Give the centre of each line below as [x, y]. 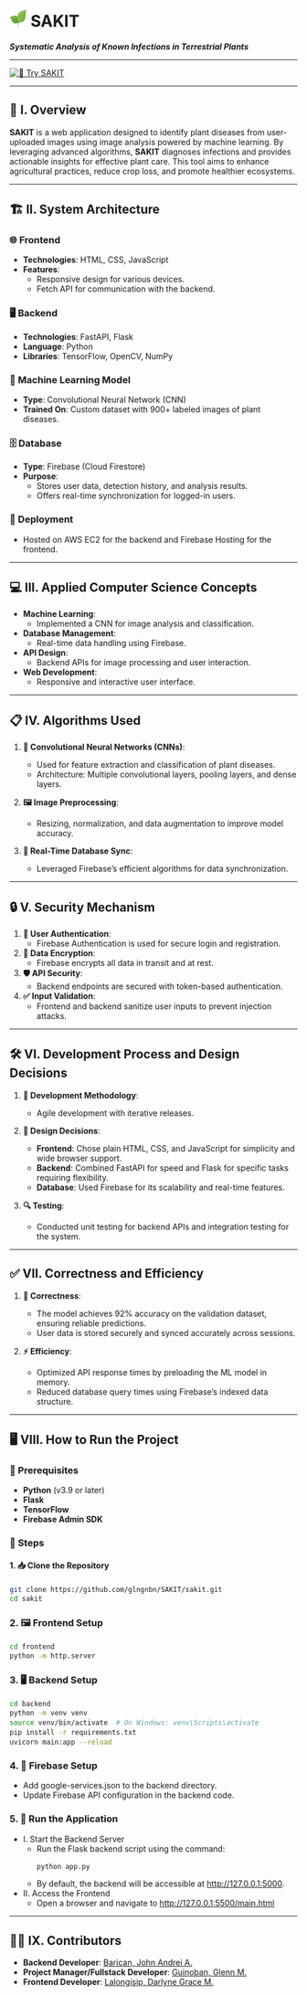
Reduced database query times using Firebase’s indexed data [152, 1391]
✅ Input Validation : [59, 996]
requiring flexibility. [72, 1177]
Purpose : [41, 476]
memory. [53, 1382]
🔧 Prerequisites [44, 1470]
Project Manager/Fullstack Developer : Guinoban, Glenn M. [135, 1972]
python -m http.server [53, 1656]
